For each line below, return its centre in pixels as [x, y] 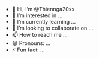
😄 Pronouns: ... [31, 43]
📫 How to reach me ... [40, 35]
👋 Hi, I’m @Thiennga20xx [43, 9]
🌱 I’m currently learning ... [44, 22]
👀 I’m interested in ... [37, 15]
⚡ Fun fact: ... [28, 50]
